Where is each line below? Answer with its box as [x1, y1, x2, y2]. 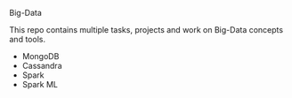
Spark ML [21, 79, 59, 89]
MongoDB [21, 51, 60, 61]
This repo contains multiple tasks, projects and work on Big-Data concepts [9, 25, 283, 34]
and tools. [9, 34, 46, 44]
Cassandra [21, 61, 62, 71]
